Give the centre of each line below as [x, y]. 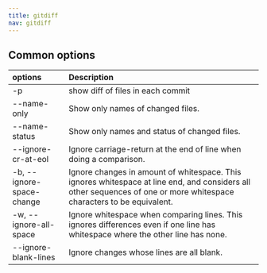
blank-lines [34, 257]
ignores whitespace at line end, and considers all [160, 182]
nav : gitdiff [30, 23]
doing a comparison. [107, 160]
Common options [52, 55]
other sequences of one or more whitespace [151, 192]
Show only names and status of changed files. [155, 132]
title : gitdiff [33, 15]
